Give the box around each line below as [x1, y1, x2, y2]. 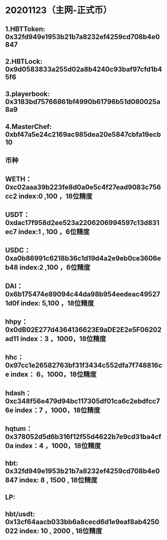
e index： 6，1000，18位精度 [5, 370, 97, 379]
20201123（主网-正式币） [5, 4, 112, 16]
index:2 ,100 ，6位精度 [19, 263, 91, 272]
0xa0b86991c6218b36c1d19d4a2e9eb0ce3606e [5, 254, 161, 263]
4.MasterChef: [5, 122, 52, 131]
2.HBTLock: [5, 57, 42, 65]
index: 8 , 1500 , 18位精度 [19, 476, 98, 484]
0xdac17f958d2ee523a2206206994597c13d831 [5, 218, 160, 227]
